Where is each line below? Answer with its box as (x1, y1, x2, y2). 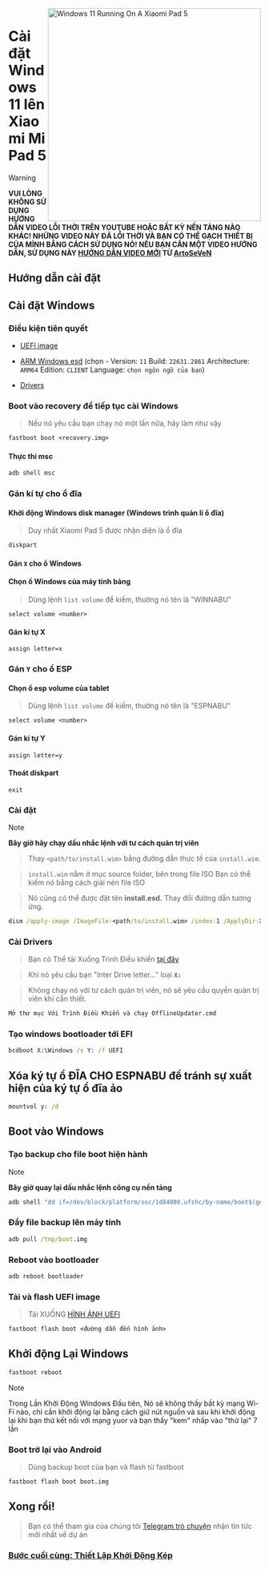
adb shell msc (8, 469, 56, 478)
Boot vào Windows (8, 1125, 104, 1139)
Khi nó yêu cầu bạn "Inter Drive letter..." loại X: (27, 970, 182, 980)
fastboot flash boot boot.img (8, 1478, 110, 1486)
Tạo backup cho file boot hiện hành (8, 1149, 148, 1160)
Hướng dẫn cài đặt (8, 272, 102, 285)
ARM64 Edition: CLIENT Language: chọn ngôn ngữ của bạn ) (19, 365, 206, 375)
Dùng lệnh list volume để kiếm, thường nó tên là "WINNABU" (27, 595, 232, 604)
